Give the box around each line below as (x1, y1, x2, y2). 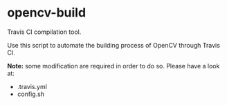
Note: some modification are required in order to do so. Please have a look (7, 61, 220, 70)
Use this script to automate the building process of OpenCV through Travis (7, 41, 220, 49)
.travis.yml (17, 82, 47, 90)
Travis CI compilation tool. (7, 28, 82, 36)
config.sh (17, 90, 45, 98)
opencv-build (7, 5, 87, 21)
